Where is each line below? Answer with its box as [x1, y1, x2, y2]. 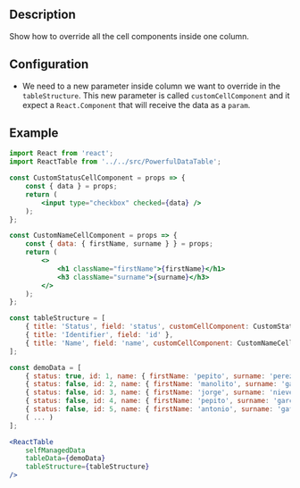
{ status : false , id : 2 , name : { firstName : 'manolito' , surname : [25, 380, 278, 389]
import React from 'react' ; [9, 149, 114, 158]
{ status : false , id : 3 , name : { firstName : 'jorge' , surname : [25, 388, 266, 397]
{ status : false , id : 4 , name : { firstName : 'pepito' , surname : [25, 397, 270, 406]
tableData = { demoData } [25, 454, 105, 463]
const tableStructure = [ [9, 314, 105, 323]
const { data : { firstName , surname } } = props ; [25, 240, 214, 248]
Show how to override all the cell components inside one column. [9, 30, 250, 41]
